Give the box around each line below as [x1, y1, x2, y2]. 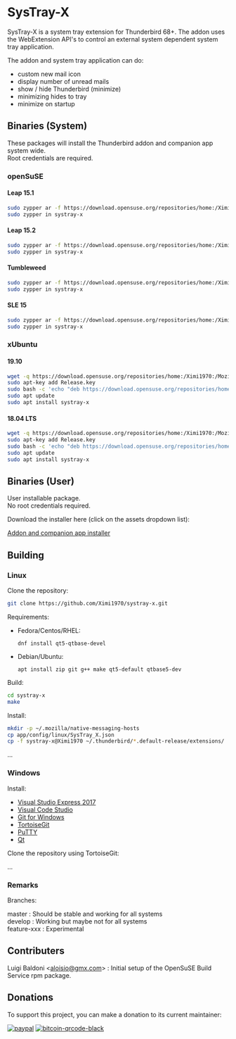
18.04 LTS [7, 414, 37, 422]
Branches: [7, 895, 37, 905]
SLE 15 [7, 301, 27, 310]
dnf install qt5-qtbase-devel [17, 640, 107, 647]
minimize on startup [17, 99, 75, 108]
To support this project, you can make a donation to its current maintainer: [7, 1010, 222, 1019]
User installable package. [7, 494, 81, 503]
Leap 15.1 [7, 189, 34, 197]
